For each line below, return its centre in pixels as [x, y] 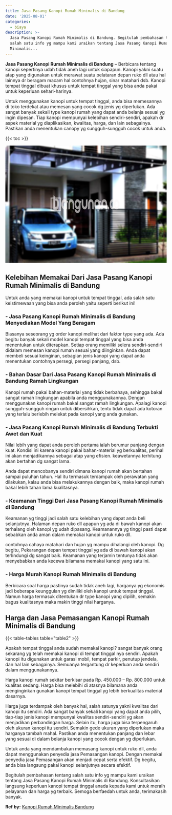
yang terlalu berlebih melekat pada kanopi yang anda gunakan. [72, 414]
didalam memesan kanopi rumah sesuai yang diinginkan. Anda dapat [78, 350]
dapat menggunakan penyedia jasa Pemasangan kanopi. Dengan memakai [84, 754]
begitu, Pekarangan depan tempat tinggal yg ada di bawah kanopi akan [80, 550]
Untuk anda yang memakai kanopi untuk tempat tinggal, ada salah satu [80, 298]
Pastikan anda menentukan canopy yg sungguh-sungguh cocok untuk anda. [86, 128]
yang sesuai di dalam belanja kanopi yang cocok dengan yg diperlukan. [81, 739]
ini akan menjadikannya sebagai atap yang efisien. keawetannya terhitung [83, 455]
